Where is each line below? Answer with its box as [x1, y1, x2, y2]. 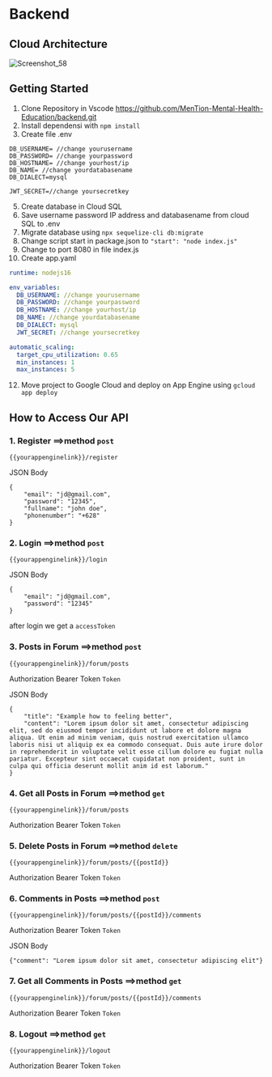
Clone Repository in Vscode [20, 103, 114, 113]
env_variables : [9, 283, 61, 291]
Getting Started [9, 82, 89, 95]
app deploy [20, 389, 58, 397]
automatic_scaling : [9, 343, 75, 351]
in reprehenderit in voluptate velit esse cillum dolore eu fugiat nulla [9, 748, 264, 756]
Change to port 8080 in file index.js [20, 244, 139, 254]
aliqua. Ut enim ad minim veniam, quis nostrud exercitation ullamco [9, 733, 249, 741]
